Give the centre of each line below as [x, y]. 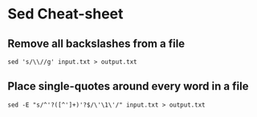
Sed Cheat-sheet [65, 14]
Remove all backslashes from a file [96, 44]
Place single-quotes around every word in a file [128, 86]
